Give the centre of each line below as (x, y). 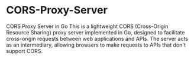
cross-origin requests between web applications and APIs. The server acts (97, 38)
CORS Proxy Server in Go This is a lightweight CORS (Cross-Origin (87, 26)
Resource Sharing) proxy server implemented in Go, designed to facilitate (96, 32)
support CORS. (25, 51)
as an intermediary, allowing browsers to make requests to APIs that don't (96, 45)
